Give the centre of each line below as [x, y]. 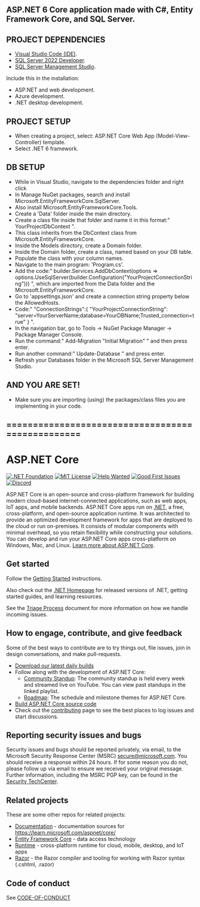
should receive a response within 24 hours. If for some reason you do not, [97, 762]
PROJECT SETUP [39, 121]
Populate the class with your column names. [69, 258]
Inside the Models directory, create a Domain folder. [79, 245]
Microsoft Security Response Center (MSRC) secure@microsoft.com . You [97, 756]
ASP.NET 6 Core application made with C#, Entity [100, 10]
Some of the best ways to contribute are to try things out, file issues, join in [99, 647]
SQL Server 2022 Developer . [50, 60]
